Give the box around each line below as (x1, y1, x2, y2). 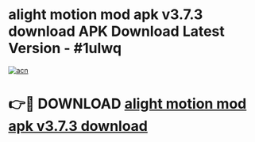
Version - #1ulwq (8, 40, 122, 57)
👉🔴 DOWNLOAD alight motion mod (8, 95, 247, 113)
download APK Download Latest (8, 22, 225, 40)
